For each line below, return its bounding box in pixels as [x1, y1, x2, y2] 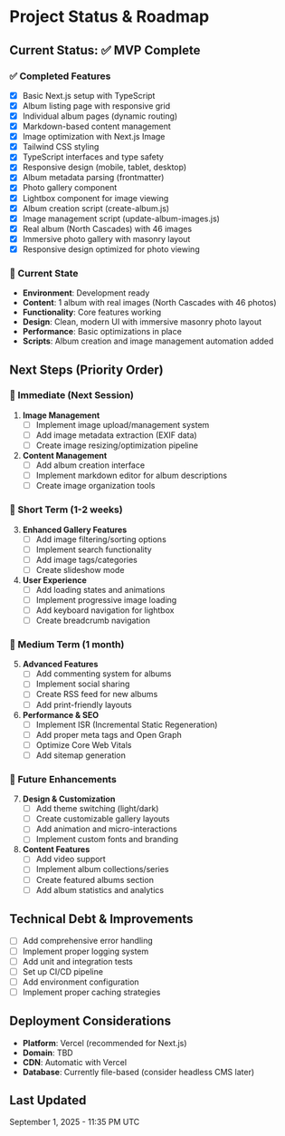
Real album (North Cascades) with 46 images [22, 223, 193, 234]
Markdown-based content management [22, 121, 172, 132]
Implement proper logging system [22, 946, 149, 956]
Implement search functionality [35, 544, 152, 555]
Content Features [22, 844, 90, 855]
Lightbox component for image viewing [22, 192, 169, 203]
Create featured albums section [35, 874, 154, 885]
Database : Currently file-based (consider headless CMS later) [22, 1066, 255, 1077]
